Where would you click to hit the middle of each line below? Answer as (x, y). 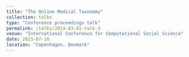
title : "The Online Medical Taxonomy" (55, 12)
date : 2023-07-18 (28, 39)
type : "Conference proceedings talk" (53, 23)
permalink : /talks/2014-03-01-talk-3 (53, 28)
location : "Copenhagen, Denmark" (48, 45)
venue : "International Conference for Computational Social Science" (95, 34)
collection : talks (29, 17)
